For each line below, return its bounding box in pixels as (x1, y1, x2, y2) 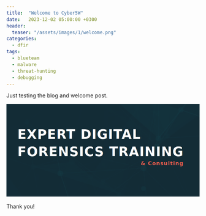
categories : (6, 35, 37, 42)
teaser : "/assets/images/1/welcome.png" (12, 29, 116, 35)
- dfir (12, 42, 29, 48)
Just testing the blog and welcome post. (6, 92, 108, 99)
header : (6, 23, 26, 29)
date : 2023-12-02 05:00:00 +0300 (6, 16, 97, 23)
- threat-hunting (12, 68, 56, 74)
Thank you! (6, 203, 35, 210)
